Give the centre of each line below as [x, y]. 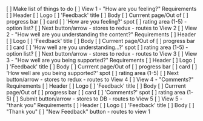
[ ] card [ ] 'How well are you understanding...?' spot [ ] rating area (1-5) [95, 47]
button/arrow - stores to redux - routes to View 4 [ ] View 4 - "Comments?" [100, 79]
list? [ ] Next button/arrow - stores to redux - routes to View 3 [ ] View [110, 54]
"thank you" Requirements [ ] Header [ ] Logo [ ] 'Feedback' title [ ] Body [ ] [101, 105]
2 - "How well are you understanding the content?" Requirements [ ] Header [101, 34]
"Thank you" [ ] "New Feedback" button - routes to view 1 [78, 112]
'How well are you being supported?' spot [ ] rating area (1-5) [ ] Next [92, 73]
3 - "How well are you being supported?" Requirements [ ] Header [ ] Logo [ [101, 60]
